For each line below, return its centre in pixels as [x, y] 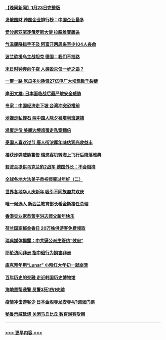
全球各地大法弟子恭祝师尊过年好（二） [44, 179]
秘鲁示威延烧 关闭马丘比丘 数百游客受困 [45, 314]
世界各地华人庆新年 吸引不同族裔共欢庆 [45, 191]
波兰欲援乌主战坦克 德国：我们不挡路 [42, 57]
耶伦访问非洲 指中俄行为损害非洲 [38, 253]
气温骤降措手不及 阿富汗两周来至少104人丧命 [51, 44]
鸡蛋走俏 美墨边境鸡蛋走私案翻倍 [38, 130]
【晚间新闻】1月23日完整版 [33, 7]
